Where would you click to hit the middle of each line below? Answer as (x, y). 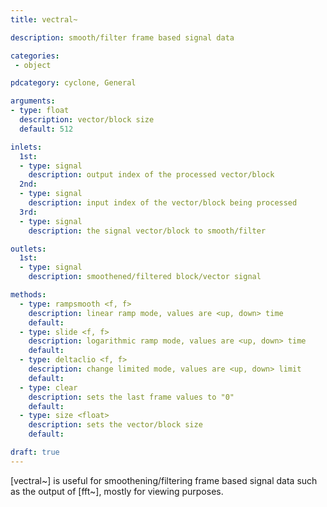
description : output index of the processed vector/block (151, 175)
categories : (35, 56)
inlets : (26, 147)
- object (33, 65)
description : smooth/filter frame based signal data (122, 37)
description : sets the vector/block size (115, 425)
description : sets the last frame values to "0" (131, 397)
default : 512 (46, 129)
